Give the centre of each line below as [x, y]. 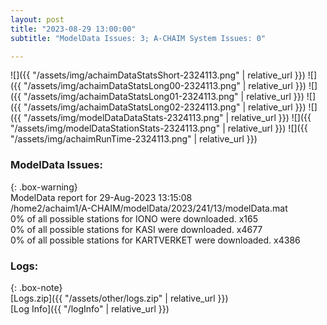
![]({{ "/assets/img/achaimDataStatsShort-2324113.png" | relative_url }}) [158, 75]
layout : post [37, 19]
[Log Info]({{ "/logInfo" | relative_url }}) [90, 308]
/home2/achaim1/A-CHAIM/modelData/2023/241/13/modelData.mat [149, 208]
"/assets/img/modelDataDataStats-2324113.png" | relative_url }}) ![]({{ [167, 118]
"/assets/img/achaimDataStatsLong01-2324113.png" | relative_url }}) [164, 97]
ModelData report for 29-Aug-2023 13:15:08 [101, 197]
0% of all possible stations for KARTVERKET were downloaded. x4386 [155, 240]
